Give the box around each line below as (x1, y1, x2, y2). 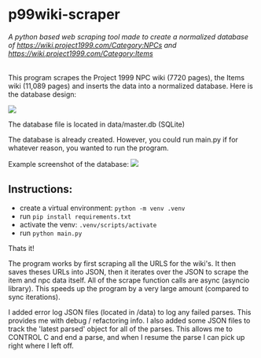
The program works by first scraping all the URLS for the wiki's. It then (8, 259, 236, 268)
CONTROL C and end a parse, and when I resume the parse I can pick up (8, 333, 245, 342)
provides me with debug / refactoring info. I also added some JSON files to (8, 316, 251, 326)
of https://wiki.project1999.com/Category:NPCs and (8, 40, 177, 50)
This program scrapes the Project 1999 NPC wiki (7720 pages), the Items (8, 73, 245, 83)
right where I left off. (8, 341, 75, 351)
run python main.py (19, 228, 83, 238)
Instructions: (8, 183, 73, 196)
